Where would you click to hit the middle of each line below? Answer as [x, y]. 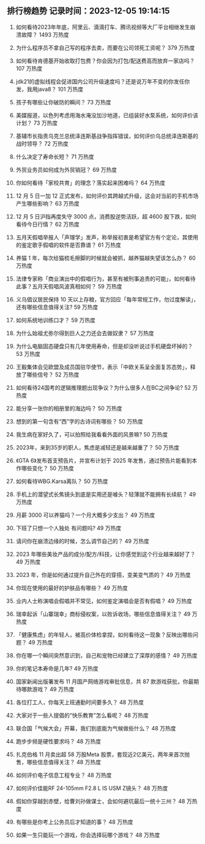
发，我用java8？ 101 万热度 [50, 89]
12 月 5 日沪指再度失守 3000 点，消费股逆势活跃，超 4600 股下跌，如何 [106, 216]
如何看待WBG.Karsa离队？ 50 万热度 [62, 481]
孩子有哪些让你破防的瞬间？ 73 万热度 [64, 102]
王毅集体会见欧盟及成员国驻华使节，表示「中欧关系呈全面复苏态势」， [103, 366]
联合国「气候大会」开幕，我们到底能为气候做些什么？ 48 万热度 [96, 728]
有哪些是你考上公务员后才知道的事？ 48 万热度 [74, 822]
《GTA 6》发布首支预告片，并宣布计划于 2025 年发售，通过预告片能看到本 [106, 460]
